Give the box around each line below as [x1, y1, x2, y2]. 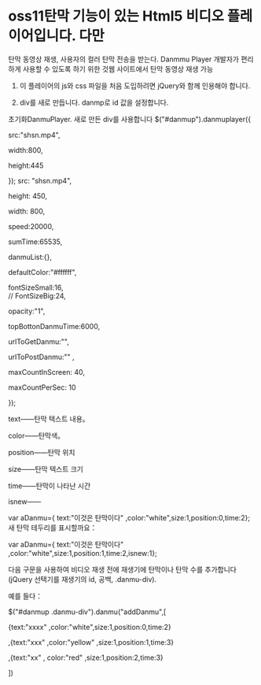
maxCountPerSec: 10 [8, 383, 76, 392]
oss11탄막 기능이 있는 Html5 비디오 [8, 7, 224, 25]
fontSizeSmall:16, [8, 283, 64, 292]
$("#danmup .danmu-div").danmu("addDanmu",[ [8, 607, 167, 616]
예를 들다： [8, 591, 43, 601]
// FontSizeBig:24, [8, 291, 67, 300]
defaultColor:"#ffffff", [8, 267, 77, 276]
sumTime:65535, [8, 237, 63, 246]
